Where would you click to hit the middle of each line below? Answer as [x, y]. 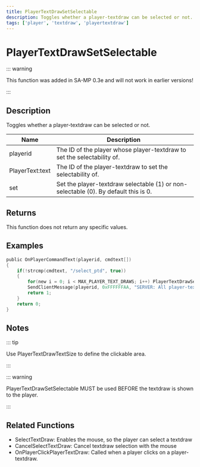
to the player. [22, 395]
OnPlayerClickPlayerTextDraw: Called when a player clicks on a [92, 452]
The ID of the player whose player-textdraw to [121, 150]
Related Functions [40, 425]
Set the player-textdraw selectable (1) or [114, 184]
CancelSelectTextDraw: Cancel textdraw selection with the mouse [96, 446]
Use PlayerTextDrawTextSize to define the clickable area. [76, 354]
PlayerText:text [30, 171]
